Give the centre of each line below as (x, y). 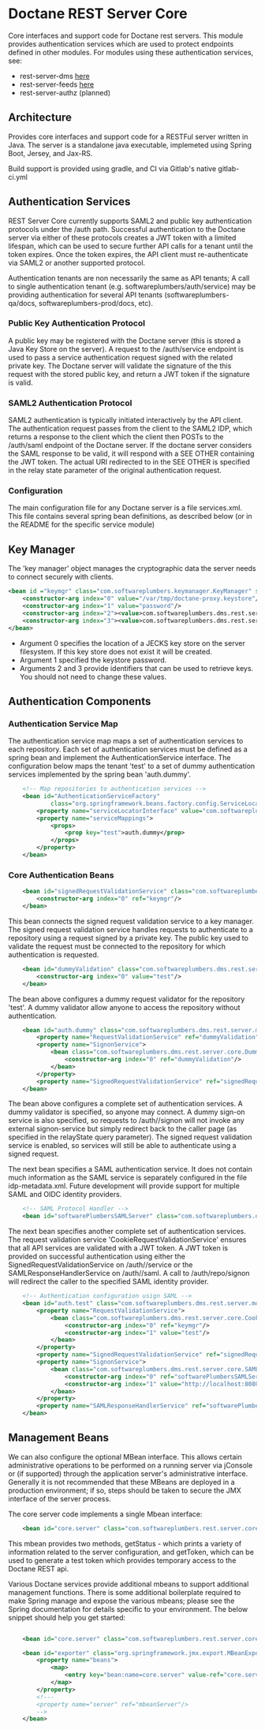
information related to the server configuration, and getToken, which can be (131, 1552)
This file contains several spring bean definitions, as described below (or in (130, 516)
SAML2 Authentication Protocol (70, 403)
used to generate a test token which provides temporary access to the (122, 1560)
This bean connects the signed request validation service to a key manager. (131, 921)
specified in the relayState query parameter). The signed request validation (130, 1137)
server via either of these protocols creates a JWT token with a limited (122, 237)
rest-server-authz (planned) (65, 92)
